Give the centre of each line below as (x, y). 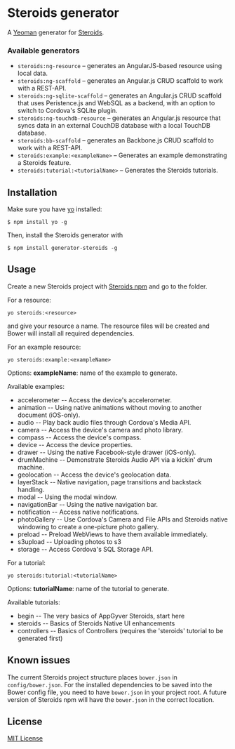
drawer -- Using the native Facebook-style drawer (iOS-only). (107, 452)
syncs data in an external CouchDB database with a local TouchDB (114, 126)
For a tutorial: (26, 562)
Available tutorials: (34, 602)
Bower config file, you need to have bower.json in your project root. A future (117, 692)
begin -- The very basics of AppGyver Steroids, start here (101, 616)
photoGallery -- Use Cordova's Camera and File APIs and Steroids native (122, 519)
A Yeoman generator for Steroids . (56, 32)
